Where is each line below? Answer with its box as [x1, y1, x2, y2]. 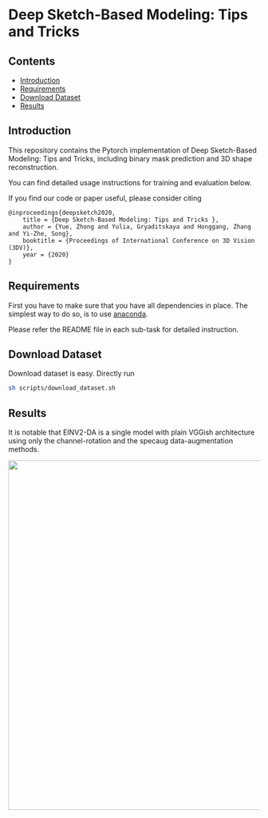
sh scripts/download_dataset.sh [8, 384, 116, 392]
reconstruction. [8, 162, 59, 172]
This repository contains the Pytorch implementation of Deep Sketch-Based [8, 145, 258, 155]
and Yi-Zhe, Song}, [8, 229, 73, 237]
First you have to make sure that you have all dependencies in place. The [8, 300, 249, 310]
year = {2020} [22, 250, 69, 259]
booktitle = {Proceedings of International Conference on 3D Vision [22, 236, 255, 244]
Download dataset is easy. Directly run [8, 369, 136, 379]
